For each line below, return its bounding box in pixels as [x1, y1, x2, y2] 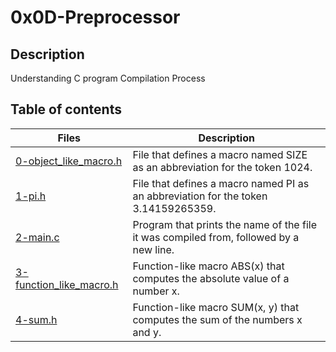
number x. [132, 284, 180, 298]
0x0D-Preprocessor [10, 6, 181, 29]
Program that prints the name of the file [132, 217, 317, 231]
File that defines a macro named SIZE [132, 147, 308, 161]
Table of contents [10, 101, 122, 118]
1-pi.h [15, 189, 47, 203]
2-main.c [15, 230, 60, 244]
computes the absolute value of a [132, 271, 290, 285]
